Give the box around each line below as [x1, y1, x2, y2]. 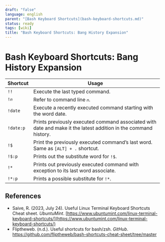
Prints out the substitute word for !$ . [33, 153, 117, 160]
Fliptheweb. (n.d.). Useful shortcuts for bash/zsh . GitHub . [12, 226, 129, 232]
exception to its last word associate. [33, 167, 116, 174]
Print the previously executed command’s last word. [33, 139, 153, 146]
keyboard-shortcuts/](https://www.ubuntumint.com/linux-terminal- [12, 215, 148, 221]
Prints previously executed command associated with [33, 118, 157, 125]
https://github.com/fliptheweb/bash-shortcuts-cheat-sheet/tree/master [12, 231, 157, 237]
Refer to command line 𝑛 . [33, 96, 91, 103]
